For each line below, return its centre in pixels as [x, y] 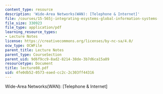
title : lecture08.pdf [27, 68]
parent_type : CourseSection [33, 55]
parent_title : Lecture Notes [34, 50]
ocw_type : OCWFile [24, 46]
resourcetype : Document [29, 63]
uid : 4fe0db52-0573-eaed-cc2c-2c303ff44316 [50, 73]
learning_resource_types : [31, 32]
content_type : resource [29, 9]
